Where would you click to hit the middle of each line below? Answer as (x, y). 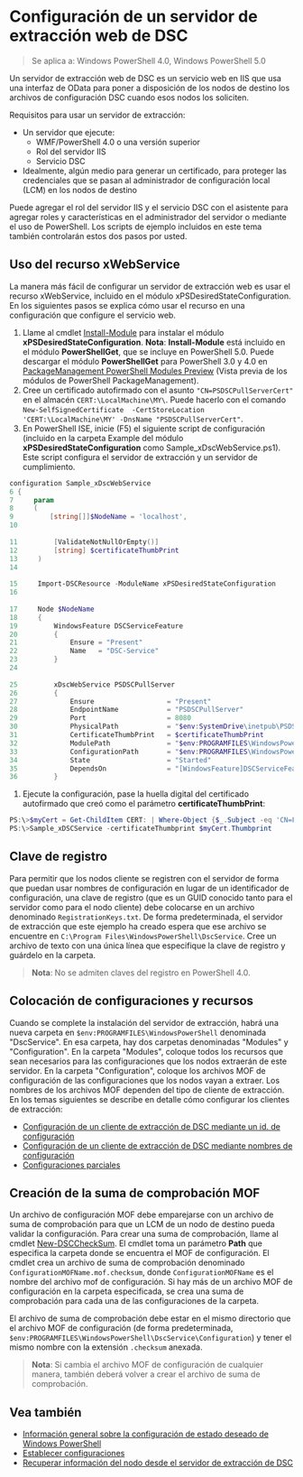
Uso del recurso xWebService (95, 265)
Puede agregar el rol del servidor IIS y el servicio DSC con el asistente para (149, 207)
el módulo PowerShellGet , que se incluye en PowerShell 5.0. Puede (148, 351)
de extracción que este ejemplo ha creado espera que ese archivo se (138, 926)
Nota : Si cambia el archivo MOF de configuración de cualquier (147, 1365)
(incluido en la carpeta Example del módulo (103, 438)
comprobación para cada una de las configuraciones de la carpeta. (134, 1301)
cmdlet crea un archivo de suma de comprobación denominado (127, 1263)
